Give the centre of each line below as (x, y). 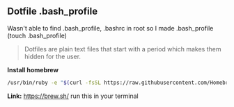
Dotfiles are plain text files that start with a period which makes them (123, 49)
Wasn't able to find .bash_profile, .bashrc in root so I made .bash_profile (110, 28)
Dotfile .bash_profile (53, 11)
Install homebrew (33, 69)
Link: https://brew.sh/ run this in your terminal (73, 96)
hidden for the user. (53, 56)
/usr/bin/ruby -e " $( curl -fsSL (54, 83)
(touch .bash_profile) (37, 35)
